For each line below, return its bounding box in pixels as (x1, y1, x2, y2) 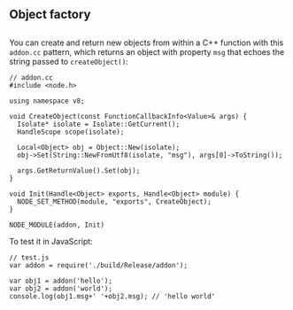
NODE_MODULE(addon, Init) (9, 221, 104, 229)
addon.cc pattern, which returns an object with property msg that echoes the (9, 46, 285, 57)
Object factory (9, 7, 91, 22)
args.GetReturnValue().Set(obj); (17, 166, 141, 175)
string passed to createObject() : (9, 56, 128, 66)
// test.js (9, 252, 50, 262)
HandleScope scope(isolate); (17, 128, 125, 136)
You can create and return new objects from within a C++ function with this (9, 37, 284, 48)
